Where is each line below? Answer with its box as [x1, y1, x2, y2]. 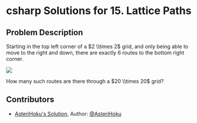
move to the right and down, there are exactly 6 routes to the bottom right [6, 49, 185, 56]
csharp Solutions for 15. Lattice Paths [6, 4, 192, 18]
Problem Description [6, 28, 84, 37]
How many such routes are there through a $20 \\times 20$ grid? [6, 78, 164, 84]
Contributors [6, 95, 55, 105]
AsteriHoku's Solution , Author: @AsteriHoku [14, 110, 122, 117]
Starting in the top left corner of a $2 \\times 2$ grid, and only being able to [6, 43, 189, 50]
